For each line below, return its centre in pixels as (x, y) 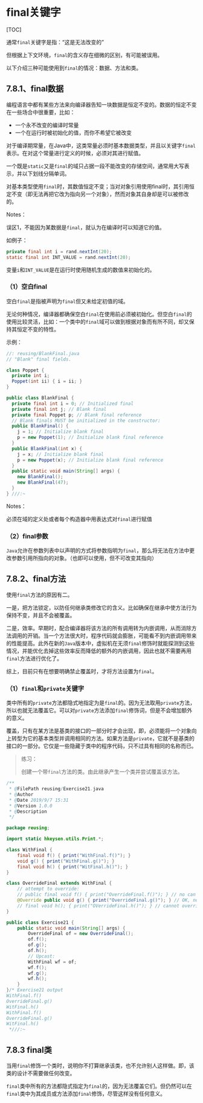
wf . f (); (37, 967)
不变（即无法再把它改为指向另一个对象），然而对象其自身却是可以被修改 (100, 194)
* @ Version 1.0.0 (31, 806)
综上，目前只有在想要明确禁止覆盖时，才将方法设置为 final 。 (82, 671)
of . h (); (37, 951)
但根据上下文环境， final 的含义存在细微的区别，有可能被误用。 (85, 55)
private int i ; (31, 376)
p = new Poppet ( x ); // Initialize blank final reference (90, 460)
